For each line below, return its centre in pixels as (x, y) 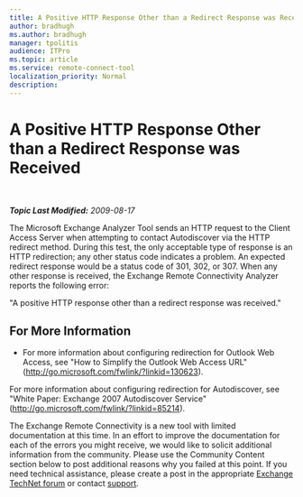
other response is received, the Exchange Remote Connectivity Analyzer (144, 275)
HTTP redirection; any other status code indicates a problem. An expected (147, 256)
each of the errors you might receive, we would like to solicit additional (141, 445)
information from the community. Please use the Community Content (137, 455)
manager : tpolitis (44, 43)
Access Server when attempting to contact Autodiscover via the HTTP (140, 237)
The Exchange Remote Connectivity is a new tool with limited (123, 426)
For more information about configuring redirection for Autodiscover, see (144, 390)
